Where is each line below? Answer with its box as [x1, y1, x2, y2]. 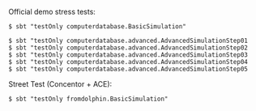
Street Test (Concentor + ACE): [8, 79, 113, 88]
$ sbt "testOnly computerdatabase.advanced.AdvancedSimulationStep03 [8, 51, 249, 59]
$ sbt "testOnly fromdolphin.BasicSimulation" [8, 95, 169, 103]
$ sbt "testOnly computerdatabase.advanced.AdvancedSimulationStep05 [8, 65, 249, 73]
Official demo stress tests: [8, 7, 96, 16]
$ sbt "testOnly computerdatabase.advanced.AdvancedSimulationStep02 [8, 44, 249, 52]
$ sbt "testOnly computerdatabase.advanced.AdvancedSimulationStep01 [8, 36, 249, 45]
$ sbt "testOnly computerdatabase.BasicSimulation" [8, 23, 186, 31]
